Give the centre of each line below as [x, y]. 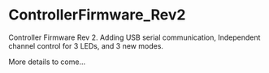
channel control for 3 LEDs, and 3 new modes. [86, 45]
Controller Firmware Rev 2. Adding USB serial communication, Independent [134, 37]
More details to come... [47, 62]
